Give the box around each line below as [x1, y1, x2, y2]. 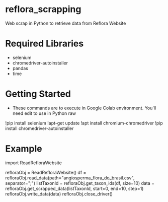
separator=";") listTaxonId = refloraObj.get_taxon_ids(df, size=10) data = [5, 180, 155, 186]
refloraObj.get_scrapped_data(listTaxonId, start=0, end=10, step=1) [5, 185, 144, 191]
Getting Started [5, 88, 71, 100]
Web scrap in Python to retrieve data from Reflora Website [5, 20, 126, 26]
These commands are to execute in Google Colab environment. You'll [12, 105, 156, 111]
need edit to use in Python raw [12, 110, 76, 116]
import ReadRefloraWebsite [5, 160, 62, 166]
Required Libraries [5, 38, 84, 49]
